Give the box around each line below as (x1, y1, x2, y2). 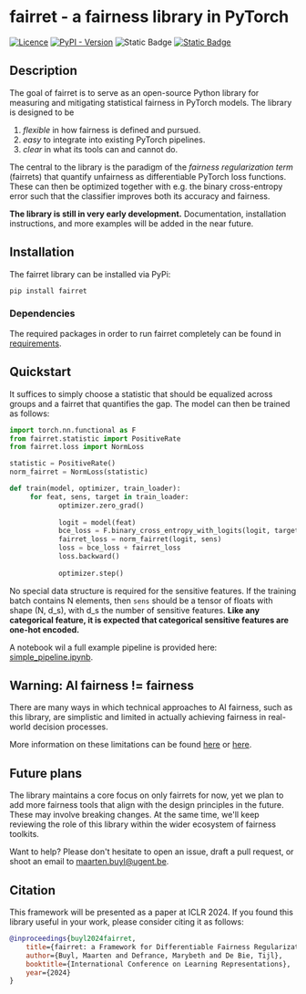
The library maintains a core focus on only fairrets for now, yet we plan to (9, 790, 284, 800)
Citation (9, 883, 56, 898)
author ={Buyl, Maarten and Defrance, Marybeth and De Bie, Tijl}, (25, 951, 283, 960)
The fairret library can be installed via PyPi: (9, 268, 171, 279)
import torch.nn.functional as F (9, 425, 137, 434)
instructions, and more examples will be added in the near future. (9, 217, 254, 229)
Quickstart (9, 364, 72, 380)
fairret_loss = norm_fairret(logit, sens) (57, 535, 222, 544)
